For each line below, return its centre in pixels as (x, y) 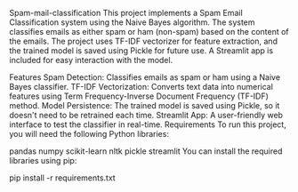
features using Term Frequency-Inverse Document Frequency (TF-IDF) (139, 96)
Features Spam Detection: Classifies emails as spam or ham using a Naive (145, 77)
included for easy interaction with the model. (91, 60)
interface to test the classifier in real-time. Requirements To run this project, (148, 124)
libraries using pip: (43, 160)
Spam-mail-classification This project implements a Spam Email (126, 13)
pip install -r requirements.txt (62, 178)
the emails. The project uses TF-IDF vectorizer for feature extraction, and (144, 41)
